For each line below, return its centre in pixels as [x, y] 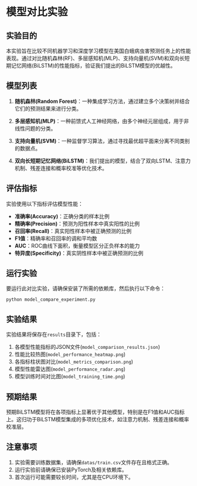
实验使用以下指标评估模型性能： [45, 204]
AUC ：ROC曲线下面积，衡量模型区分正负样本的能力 [77, 245]
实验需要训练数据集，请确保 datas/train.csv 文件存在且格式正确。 [94, 462]
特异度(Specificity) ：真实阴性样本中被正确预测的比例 [79, 253]
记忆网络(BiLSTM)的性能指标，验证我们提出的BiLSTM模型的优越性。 [93, 66]
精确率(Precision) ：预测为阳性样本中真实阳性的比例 [77, 224]
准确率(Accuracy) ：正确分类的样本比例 [62, 216]
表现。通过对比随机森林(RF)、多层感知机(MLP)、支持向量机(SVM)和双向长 [95, 58]
